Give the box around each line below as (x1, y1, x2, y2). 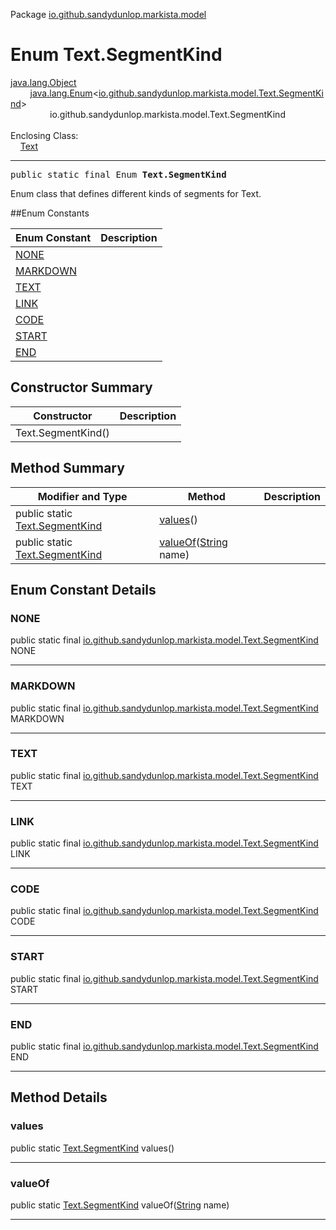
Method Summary (10, 460, 125, 477)
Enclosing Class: (10, 129, 79, 141)
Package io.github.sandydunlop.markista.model (10, 9, 207, 20)
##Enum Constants (10, 207, 90, 219)
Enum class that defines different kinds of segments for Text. (10, 187, 262, 199)
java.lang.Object (10, 76, 77, 88)
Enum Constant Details (10, 581, 157, 598)
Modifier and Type (37, 489, 128, 503)
